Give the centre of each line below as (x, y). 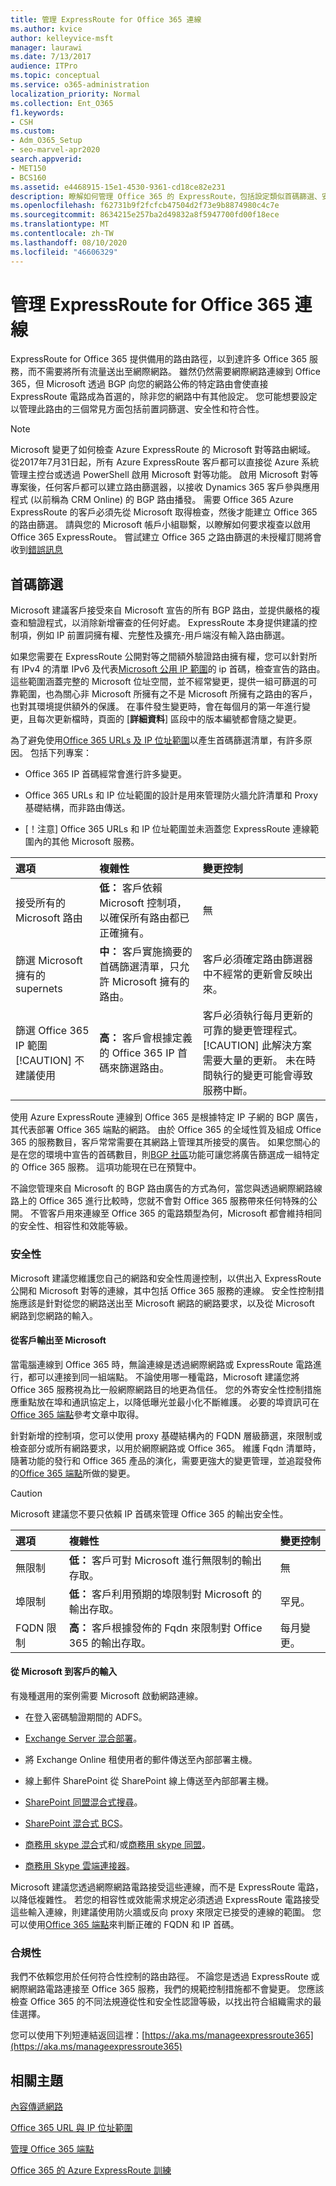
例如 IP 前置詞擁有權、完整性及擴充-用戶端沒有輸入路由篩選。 (163, 635)
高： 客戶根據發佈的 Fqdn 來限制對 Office (165, 1628)
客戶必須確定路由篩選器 (257, 959)
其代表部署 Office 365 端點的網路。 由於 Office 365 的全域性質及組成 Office (166, 1130)
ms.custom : (33, 131)
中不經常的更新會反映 (252, 974)
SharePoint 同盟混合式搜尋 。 (83, 1802)
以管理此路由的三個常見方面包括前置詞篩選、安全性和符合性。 (137, 409)
